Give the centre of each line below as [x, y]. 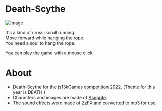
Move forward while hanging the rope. [45, 38]
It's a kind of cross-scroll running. [40, 32]
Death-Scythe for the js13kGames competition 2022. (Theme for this [84, 87]
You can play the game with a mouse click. [50, 53]
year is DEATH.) [29, 92]
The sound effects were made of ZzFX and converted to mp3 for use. [85, 103]
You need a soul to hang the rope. [40, 43]
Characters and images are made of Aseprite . [60, 97]
